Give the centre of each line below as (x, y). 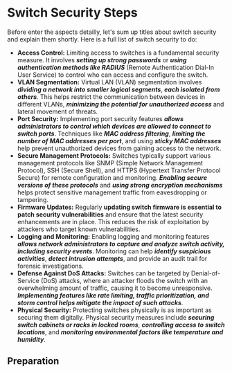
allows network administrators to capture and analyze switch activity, (121, 244)
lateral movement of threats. (57, 111)
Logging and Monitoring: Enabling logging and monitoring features (113, 236)
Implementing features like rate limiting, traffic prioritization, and (113, 295)
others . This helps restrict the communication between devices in (111, 97)
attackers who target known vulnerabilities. (79, 229)
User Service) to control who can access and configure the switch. (113, 75)
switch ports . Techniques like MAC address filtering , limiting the (111, 134)
